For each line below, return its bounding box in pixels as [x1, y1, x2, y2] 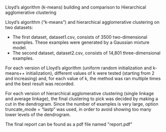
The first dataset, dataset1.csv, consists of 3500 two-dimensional [12, 34, 147, 40]
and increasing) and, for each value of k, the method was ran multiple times [5, 76, 161, 81]
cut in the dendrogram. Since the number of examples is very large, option [5, 101, 158, 107]
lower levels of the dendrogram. [5, 112, 71, 118]
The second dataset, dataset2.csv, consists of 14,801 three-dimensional [12, 50, 161, 56]
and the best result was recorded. [5, 81, 75, 87]
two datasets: [5, 24, 33, 30]
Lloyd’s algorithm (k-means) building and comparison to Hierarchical [5, 4, 146, 10]
